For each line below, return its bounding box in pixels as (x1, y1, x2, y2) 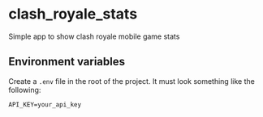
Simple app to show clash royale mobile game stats (8, 31, 180, 41)
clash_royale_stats (8, 5, 138, 23)
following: (8, 85, 41, 94)
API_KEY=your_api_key (8, 100, 82, 109)
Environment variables (8, 55, 126, 69)
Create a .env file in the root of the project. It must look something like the (8, 76, 256, 86)
